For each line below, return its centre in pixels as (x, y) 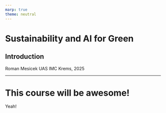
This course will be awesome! (67, 93)
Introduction (25, 57)
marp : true (16, 10)
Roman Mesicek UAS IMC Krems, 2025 (45, 68)
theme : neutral (21, 14)
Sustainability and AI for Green (69, 39)
